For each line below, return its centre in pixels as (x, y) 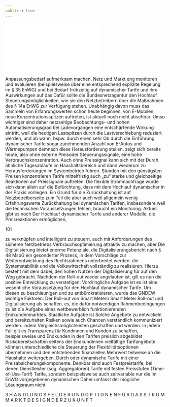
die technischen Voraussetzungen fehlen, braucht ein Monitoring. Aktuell (82, 208)
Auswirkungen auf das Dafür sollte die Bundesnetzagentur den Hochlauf (81, 95)
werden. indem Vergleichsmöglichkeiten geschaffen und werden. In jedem (83, 325)
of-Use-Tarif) (19, 374)
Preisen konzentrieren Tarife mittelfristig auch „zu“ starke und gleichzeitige (84, 176)
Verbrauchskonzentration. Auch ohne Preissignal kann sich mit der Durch (82, 160)
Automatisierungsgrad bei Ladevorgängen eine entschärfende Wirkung (80, 128)
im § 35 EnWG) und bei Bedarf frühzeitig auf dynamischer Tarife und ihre (81, 89)
